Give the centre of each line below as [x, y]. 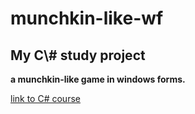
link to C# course [45, 98]
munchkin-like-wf [87, 18]
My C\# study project [78, 55]
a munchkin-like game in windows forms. [98, 79]
